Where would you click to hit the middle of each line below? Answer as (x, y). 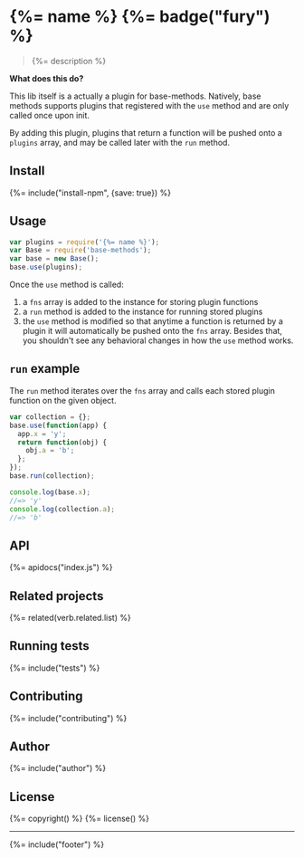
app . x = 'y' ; (42, 434)
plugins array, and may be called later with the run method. (120, 142)
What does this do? (47, 78)
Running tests (50, 646)
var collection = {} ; (50, 417)
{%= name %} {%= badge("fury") (140, 17)
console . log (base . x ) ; (50, 492)
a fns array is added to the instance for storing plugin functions (140, 302)
